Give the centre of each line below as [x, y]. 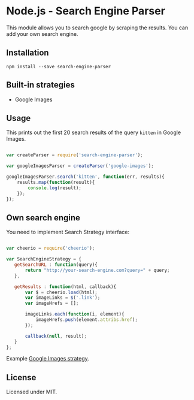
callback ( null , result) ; [56, 336]
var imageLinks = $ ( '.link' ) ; [63, 298]
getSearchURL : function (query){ [56, 265]
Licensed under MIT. [32, 392]
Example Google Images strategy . [48, 359]
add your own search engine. [42, 34]
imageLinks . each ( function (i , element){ [75, 314]
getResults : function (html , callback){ [65, 287]
